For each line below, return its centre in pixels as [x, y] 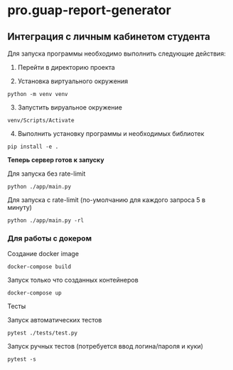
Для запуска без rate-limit [47, 174]
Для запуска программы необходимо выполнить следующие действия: [116, 53]
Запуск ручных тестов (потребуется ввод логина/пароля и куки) [105, 347]
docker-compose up [34, 293]
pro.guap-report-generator [90, 10]
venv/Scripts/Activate [41, 120]
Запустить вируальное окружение [70, 107]
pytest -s [22, 359]
